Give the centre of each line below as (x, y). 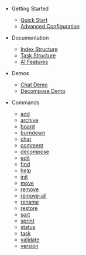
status (28, 227)
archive (29, 120)
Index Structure (39, 49)
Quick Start (34, 20)
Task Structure (38, 55)
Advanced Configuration (50, 26)
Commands (25, 102)
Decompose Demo (43, 91)
